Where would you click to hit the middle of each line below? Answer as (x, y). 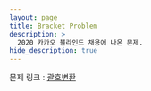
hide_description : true (54, 51)
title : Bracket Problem (54, 26)
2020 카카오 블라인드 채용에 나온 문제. (80, 42)
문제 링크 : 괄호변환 (42, 78)
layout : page (34, 17)
